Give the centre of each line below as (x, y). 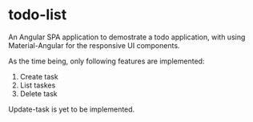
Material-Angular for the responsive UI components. (94, 45)
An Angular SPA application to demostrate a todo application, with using (127, 37)
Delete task (38, 93)
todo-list (38, 15)
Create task (39, 76)
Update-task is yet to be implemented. (72, 109)
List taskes (38, 85)
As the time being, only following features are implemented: (106, 61)
